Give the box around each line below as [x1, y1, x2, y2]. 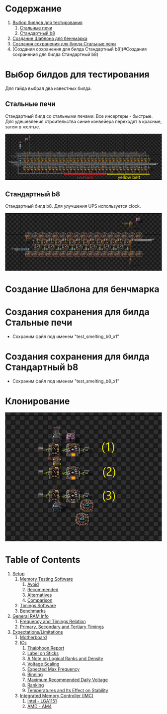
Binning [27, 672, 43, 678]
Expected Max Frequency [27, 666, 80, 672]
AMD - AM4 [27, 704, 52, 710]
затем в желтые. [5, 123, 41, 130]
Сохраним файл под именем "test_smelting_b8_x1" [12, 378, 119, 384]
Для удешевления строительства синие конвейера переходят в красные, [5, 118, 162, 124]
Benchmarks [19, 608, 46, 614]
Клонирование [5, 395, 70, 407]
